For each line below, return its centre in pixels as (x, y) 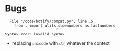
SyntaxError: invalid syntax (35, 34)
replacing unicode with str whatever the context (61, 43)
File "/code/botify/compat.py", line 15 (51, 21)
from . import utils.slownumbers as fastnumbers (65, 25)
